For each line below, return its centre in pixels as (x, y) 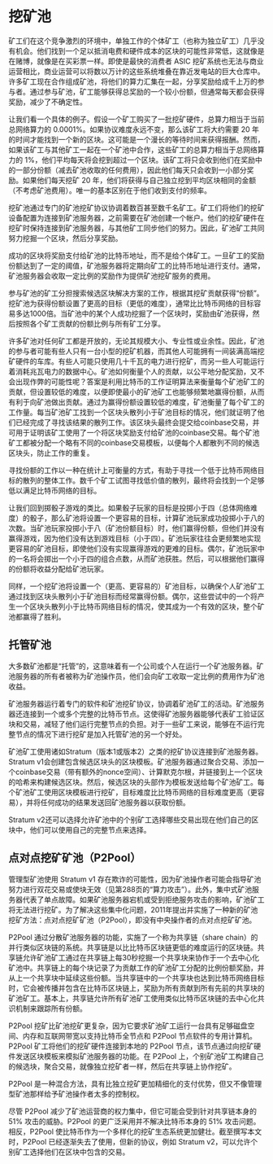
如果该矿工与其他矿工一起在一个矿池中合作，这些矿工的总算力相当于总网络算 (136, 149)
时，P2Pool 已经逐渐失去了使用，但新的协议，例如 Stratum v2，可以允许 (130, 1141)
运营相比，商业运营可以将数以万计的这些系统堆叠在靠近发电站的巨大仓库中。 (136, 71)
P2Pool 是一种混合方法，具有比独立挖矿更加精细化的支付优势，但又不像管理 (135, 1083)
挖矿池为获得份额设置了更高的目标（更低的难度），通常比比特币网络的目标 (131, 303)
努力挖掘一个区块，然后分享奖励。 (65, 238)
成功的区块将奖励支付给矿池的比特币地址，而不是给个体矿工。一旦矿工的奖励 (136, 255)
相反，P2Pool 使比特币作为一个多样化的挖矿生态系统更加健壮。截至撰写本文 (135, 1131)
